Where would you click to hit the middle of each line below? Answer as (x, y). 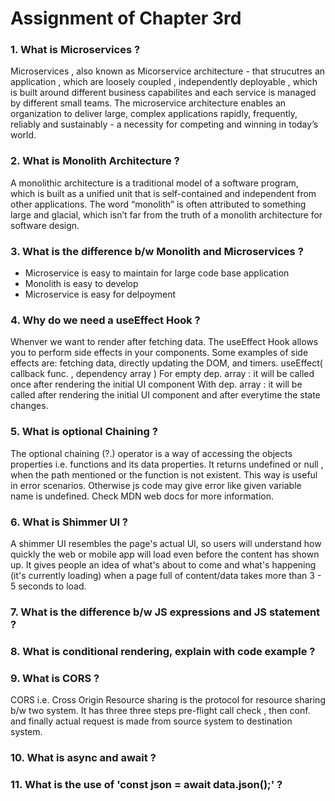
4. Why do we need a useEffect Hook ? (105, 320)
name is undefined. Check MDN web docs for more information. (142, 496)
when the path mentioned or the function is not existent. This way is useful (164, 474)
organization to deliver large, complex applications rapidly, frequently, (154, 114)
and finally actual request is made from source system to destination (151, 721)
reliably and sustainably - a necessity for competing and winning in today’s (164, 124)
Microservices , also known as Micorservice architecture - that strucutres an (168, 71)
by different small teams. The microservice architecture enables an (148, 103)
